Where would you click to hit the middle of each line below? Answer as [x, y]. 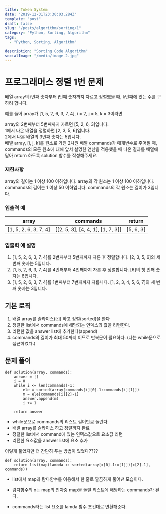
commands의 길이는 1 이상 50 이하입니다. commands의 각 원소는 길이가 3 [78, 187]
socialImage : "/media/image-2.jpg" [42, 56]
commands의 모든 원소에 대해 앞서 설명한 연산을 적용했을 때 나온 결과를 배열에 [82, 149]
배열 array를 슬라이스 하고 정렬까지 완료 [51, 428]
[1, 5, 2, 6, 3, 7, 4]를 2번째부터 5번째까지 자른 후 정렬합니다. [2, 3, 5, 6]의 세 [86, 257]
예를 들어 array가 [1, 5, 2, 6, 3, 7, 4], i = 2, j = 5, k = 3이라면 [64, 114]
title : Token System [27, 10]
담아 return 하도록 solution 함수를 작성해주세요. [51, 156]
